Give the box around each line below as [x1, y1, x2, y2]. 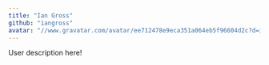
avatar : [8, 26, 34, 34]
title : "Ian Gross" [8, 11, 74, 20]
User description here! [8, 48, 82, 58]
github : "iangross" [8, 19, 74, 27]
